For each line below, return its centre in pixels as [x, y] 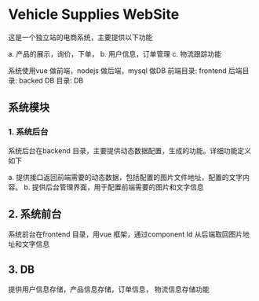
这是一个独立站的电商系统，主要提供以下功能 [80, 37]
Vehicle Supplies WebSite [94, 15]
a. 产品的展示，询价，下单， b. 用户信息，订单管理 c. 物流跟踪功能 [115, 53]
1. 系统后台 [28, 132]
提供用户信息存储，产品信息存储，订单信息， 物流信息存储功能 [109, 289]
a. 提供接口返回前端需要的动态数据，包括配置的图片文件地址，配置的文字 [126, 177]
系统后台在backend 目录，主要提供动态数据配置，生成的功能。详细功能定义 [129, 150]
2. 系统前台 [35, 214]
